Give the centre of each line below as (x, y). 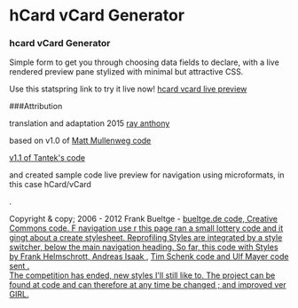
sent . (20, 266)
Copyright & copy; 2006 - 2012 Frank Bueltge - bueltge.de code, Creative (143, 219)
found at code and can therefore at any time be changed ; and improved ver (148, 285)
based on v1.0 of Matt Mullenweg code (80, 141)
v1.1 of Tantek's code (47, 158)
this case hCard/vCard (50, 185)
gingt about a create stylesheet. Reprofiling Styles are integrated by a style (146, 238)
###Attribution (36, 107)
